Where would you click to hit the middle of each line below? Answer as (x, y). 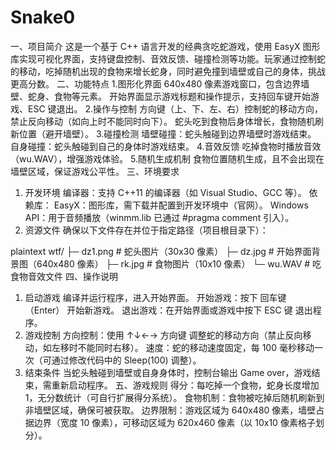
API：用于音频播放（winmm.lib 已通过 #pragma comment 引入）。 (159, 217)
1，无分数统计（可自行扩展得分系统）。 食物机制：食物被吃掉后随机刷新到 (174, 397)
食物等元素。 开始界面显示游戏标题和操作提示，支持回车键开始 (182, 96)
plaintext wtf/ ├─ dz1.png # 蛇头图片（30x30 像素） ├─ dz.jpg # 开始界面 (161, 251)
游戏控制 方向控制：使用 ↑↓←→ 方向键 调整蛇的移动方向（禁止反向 (163, 335)
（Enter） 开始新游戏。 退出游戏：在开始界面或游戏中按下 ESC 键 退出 (168, 310)
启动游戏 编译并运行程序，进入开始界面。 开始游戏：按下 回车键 (155, 297)
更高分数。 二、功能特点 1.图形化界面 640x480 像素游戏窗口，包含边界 (156, 83)
